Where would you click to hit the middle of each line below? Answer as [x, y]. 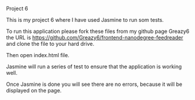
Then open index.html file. [38, 55]
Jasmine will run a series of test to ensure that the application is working [94, 66]
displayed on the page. [34, 90]
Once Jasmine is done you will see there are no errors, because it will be [94, 84]
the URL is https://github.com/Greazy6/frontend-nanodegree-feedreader [95, 37]
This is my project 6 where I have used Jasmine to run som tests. [85, 20]
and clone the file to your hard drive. [50, 44]
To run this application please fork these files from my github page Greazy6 [98, 31]
